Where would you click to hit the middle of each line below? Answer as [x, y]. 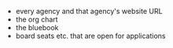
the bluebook [37, 27]
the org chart [37, 19]
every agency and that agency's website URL [89, 11]
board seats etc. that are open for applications [90, 36]
